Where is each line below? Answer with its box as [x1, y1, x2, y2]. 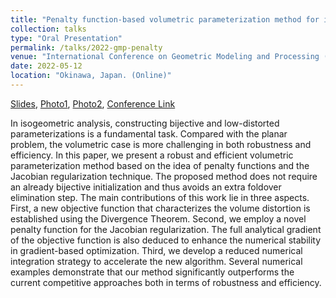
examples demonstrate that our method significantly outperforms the [10, 266, 295, 278]
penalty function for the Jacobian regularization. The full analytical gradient [10, 223, 322, 235]
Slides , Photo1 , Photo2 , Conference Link [10, 97, 176, 110]
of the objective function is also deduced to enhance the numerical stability [10, 234, 322, 246]
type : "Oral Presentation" [10, 33, 123, 43]
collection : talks [10, 24, 87, 34]
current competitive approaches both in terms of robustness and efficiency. [10, 276, 322, 288]
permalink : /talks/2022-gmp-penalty [10, 42, 163, 53]
